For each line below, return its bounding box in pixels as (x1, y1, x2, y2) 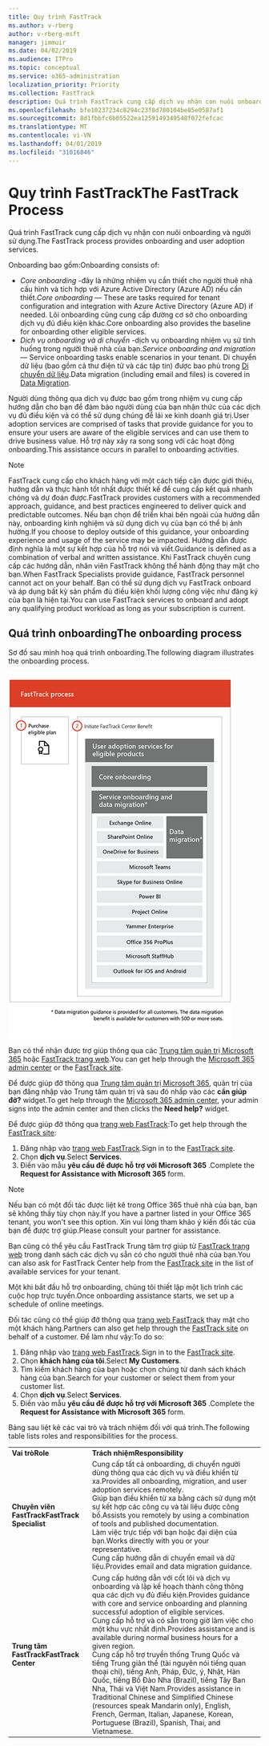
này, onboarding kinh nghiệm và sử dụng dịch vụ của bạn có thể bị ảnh (8, 518, 243, 528)
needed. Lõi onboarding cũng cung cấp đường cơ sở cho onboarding (19, 310, 248, 319)
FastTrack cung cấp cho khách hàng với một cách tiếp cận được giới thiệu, (8, 476, 255, 485)
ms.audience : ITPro (8, 55, 74, 63)
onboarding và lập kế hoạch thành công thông (91, 1581, 244, 1591)
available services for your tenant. (8, 1267, 121, 1277)
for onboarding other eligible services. (19, 326, 147, 336)
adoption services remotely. (91, 1485, 184, 1495)
